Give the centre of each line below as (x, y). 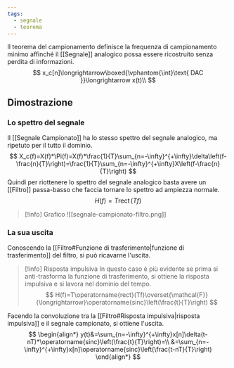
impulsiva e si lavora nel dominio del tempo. (88, 284)
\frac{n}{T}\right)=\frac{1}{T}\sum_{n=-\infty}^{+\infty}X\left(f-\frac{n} (118, 164)
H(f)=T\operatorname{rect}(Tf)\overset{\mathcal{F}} (132, 295)
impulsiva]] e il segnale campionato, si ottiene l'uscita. (86, 324)
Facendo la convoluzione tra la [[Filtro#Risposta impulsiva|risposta (104, 316)
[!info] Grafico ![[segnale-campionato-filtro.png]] (95, 215)
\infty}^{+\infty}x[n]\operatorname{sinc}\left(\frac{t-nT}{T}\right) (118, 350)
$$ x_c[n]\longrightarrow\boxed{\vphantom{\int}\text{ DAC (118, 73)
